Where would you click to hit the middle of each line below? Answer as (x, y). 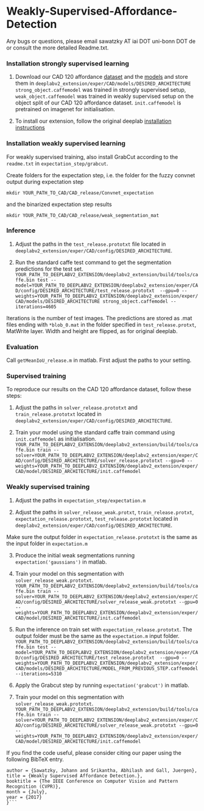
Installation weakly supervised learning (66, 144)
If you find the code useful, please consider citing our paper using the (94, 752)
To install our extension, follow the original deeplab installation (93, 121)
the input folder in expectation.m (47, 543)
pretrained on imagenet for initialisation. (65, 109)
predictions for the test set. (49, 269)
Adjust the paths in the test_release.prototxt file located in (90, 244)
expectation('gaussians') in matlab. (61, 562)
